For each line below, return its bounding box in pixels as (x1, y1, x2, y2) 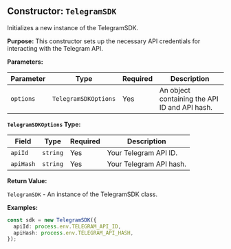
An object (159, 85, 190, 95)
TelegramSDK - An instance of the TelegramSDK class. (7, 190, 158, 198)
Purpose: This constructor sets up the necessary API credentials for (7, 37, 201, 45)
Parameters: (7, 58, 43, 66)
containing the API (159, 94, 219, 104)
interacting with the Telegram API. (7, 44, 103, 52)
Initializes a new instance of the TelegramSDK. (7, 23, 139, 32)
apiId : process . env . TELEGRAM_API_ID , (13, 223, 122, 230)
